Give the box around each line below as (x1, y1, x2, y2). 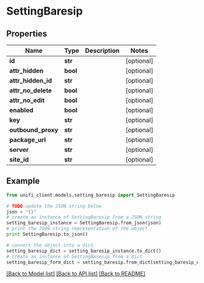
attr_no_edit (9, 96, 45, 104)
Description (84, 47, 120, 55)
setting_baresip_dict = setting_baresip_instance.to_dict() (6, 248, 162, 254)
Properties (6, 29, 47, 39)
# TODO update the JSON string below (6, 203, 102, 209)
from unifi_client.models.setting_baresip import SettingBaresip (6, 192, 175, 198)
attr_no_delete (9, 86, 52, 95)
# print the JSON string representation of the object (6, 226, 148, 232)
